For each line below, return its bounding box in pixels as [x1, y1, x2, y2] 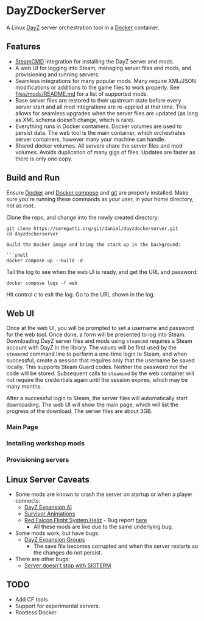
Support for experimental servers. [15, 602, 100, 609]
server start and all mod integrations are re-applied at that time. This [15, 103, 187, 110]
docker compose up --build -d [6, 257, 83, 264]
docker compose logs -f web [6, 280, 78, 286]
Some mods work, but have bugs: [15, 529, 100, 537]
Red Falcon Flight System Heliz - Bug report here [24, 516, 147, 523]
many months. [6, 382, 43, 390]
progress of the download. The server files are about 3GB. [6, 407, 153, 415]
